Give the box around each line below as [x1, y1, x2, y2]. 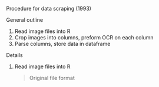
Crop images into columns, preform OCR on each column [14, 34, 154, 41]
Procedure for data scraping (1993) [6, 5, 91, 12]
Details [6, 52, 23, 58]
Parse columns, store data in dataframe [14, 41, 111, 47]
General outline [6, 16, 43, 23]
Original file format [29, 75, 75, 81]
